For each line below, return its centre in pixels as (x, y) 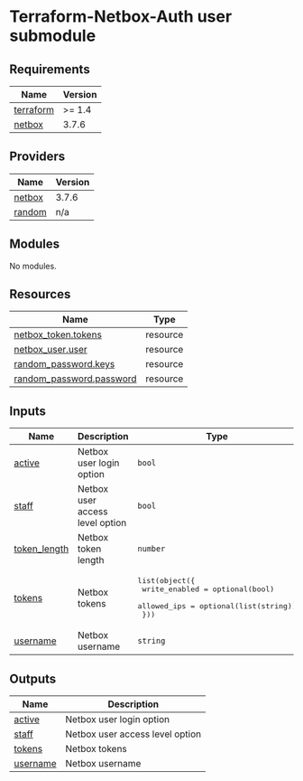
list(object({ (166, 581)
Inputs (28, 411)
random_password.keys (64, 364)
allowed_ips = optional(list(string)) (217, 606)
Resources (40, 294)
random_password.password (75, 379)
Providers (37, 157)
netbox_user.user (50, 350)
